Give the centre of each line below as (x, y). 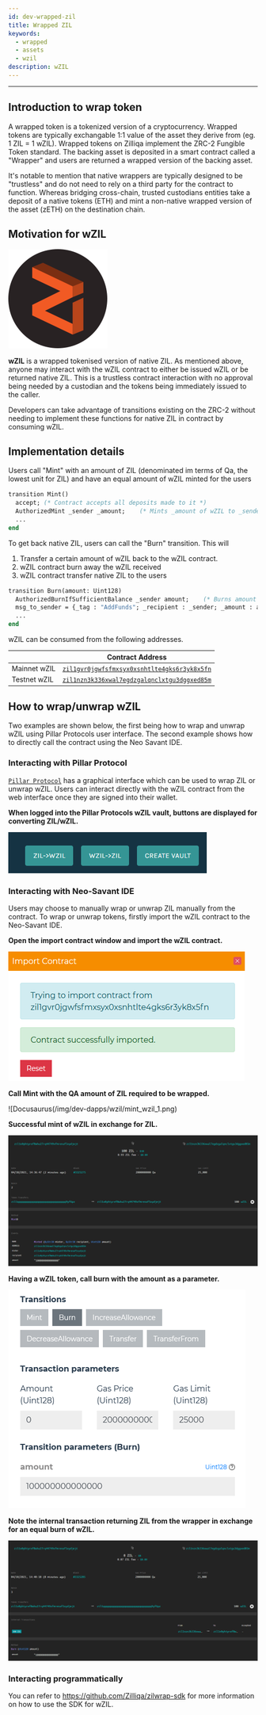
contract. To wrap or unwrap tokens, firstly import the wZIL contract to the (129, 916)
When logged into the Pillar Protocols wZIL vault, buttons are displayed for (133, 812)
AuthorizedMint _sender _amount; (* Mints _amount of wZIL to (125, 511)
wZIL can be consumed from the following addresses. (96, 640)
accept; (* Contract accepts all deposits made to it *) (111, 503)
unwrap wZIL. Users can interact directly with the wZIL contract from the (127, 789)
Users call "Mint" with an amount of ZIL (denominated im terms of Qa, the (128, 471)
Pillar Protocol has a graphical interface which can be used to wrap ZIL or (132, 780)
